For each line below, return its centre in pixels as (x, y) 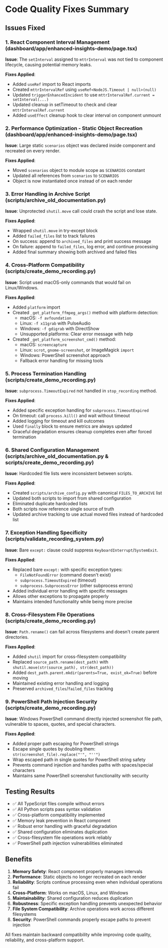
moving (20, 678)
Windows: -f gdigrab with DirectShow (59, 328)
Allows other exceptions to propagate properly (60, 596)
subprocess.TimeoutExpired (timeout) (58, 580)
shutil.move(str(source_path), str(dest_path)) (63, 668)
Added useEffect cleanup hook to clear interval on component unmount (87, 115)
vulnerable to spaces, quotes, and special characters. (61, 724)
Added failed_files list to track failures (54, 236)
